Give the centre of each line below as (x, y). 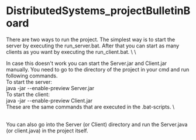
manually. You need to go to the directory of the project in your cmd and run (98, 69)
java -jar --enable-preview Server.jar (50, 88)
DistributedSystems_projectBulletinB (98, 11)
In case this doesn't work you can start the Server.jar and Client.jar (87, 63)
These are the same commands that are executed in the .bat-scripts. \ (90, 107)
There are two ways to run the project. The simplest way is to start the (91, 39)
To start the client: (28, 94)
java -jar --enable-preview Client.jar (49, 100)
